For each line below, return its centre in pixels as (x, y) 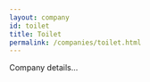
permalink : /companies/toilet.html (75, 42)
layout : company (39, 17)
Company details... (44, 68)
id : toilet (29, 26)
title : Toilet (36, 34)
